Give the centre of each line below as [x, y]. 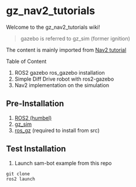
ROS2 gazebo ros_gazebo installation [60, 72]
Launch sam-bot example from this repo [63, 163]
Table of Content [26, 61]
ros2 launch [21, 179]
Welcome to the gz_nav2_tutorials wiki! [53, 27]
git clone [18, 174]
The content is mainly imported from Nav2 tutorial [66, 50]
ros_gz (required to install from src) [57, 130]
